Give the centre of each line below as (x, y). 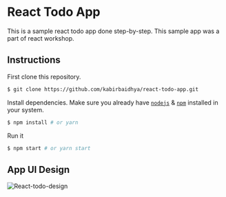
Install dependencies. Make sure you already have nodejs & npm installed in (113, 102)
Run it (16, 136)
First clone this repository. (44, 76)
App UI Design (39, 169)
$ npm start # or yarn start (49, 148)
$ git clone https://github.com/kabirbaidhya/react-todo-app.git (103, 89)
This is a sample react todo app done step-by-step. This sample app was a (113, 31)
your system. (26, 110)
